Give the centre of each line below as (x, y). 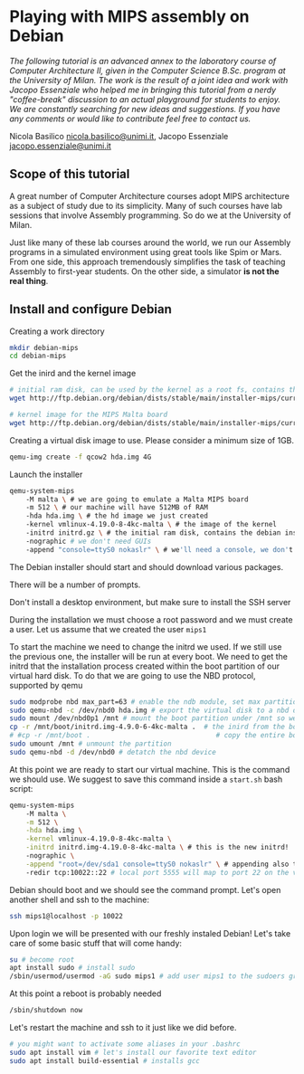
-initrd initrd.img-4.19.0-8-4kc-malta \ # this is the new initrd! (157, 848)
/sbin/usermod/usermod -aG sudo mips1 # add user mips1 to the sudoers (147, 976)
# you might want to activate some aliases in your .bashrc (125, 1044)
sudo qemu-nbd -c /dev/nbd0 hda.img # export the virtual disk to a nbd (149, 710)
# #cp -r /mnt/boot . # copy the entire (147, 736)
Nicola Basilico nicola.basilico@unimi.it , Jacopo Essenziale (119, 136)
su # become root (42, 960)
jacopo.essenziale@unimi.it (60, 146)
